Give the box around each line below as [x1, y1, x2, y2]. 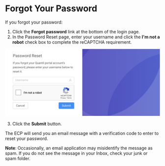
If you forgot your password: [5, 19, 63, 25]
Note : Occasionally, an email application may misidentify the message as [5, 145, 153, 151]
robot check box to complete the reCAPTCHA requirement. [12, 39, 132, 45]
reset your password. [5, 136, 48, 141]
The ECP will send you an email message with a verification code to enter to [5, 131, 159, 137]
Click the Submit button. [12, 121, 62, 127]
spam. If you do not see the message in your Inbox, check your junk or [5, 150, 148, 156]
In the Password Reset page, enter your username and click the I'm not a [12, 34, 160, 40]
